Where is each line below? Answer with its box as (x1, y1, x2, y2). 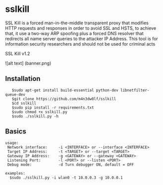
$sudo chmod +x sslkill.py (11, 109, 68, 115)
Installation (5, 74, 41, 83)
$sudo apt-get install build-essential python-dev (11, 88, 119, 93)
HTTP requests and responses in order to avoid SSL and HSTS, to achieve (5, 25, 157, 31)
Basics (5, 127, 26, 136)
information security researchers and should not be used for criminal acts (5, 41, 156, 47)
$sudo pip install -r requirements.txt (11, 105, 94, 110)
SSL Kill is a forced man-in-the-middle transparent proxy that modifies (5, 20, 149, 26)
